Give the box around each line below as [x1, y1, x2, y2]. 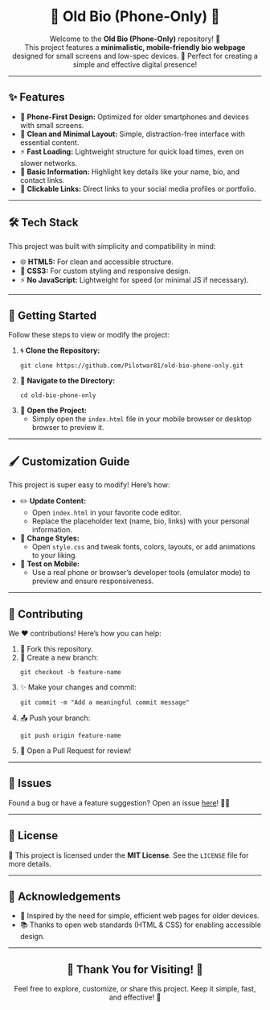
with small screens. [19, 120, 84, 130]
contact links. [19, 175, 65, 184]
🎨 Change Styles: [19, 533, 80, 543]
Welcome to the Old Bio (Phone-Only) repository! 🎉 [49, 34, 221, 43]
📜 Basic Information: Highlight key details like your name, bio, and [19, 167, 240, 176]
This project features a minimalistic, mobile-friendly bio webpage [24, 42, 246, 52]
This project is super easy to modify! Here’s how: [8, 480, 170, 490]
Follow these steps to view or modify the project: [8, 330, 170, 340]
